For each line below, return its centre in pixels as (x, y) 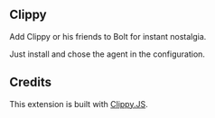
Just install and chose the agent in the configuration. (107, 54)
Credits (31, 82)
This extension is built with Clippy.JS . (79, 104)
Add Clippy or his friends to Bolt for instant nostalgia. (108, 36)
